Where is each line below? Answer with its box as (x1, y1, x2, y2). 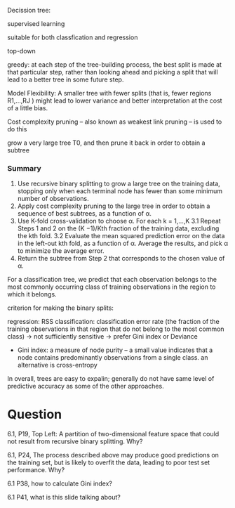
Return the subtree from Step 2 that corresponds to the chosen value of (17, 254, 225, 263)
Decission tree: (7, 6, 51, 14)
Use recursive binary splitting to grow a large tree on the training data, (17, 179, 221, 188)
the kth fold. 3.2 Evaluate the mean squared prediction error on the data (17, 232, 225, 240)
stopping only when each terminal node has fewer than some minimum (17, 187, 223, 195)
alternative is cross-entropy (17, 361, 98, 370)
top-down (7, 47, 36, 55)
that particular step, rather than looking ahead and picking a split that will (7, 68, 219, 76)
